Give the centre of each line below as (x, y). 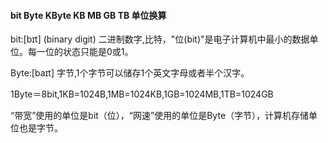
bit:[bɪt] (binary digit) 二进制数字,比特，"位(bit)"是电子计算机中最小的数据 (160, 39)
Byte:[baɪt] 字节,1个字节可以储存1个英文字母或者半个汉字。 (130, 73)
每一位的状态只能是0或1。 (80, 52)
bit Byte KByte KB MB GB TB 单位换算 (88, 15)
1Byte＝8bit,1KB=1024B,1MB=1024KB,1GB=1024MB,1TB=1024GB (142, 94)
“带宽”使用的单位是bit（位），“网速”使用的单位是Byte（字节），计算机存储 (160, 116)
